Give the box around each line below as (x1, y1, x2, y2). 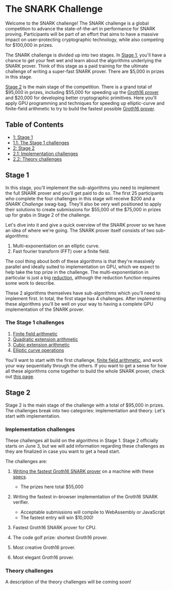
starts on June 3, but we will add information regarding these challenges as (5, 442, 165, 449)
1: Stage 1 (12, 134, 33, 140)
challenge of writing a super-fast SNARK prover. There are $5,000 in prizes (5, 68, 164, 75)
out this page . (5, 373, 35, 379)
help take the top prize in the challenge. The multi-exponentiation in (5, 269, 149, 275)
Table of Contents (5, 120, 64, 129)
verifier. (12, 499, 29, 505)
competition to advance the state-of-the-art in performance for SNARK (5, 25, 156, 31)
